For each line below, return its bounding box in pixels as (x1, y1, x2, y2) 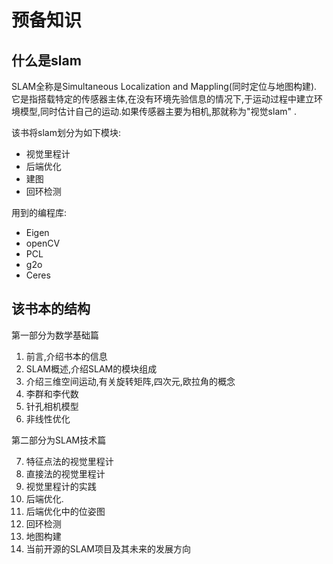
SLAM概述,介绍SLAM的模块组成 (25, 362, 158, 375)
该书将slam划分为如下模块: (11, 127, 121, 138)
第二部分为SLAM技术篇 (11, 434, 107, 446)
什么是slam (11, 52, 82, 69)
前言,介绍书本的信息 (25, 350, 108, 362)
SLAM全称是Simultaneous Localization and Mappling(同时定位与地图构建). (11, 81, 318, 92)
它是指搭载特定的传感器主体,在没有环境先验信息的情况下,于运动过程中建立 (11, 93, 315, 105)
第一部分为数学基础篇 (11, 329, 99, 341)
